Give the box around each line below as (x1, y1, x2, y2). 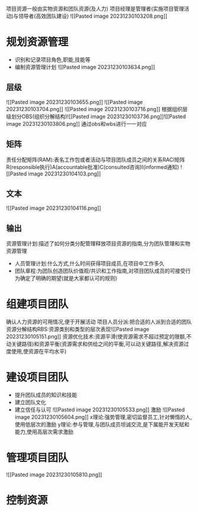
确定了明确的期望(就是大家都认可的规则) (20, 275, 118, 282)
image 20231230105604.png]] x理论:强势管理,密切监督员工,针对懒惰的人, (14, 414, 192, 421)
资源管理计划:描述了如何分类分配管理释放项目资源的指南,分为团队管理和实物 (6, 240, 191, 247)
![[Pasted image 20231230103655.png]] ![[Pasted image (6, 98, 143, 105)
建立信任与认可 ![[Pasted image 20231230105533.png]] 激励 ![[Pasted (14, 406, 185, 414)
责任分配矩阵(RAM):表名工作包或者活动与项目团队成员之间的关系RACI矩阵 (6, 156, 185, 163)
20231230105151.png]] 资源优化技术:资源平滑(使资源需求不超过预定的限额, (6, 333, 187, 340)
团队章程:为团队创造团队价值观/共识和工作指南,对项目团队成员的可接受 (14, 268, 186, 275)
